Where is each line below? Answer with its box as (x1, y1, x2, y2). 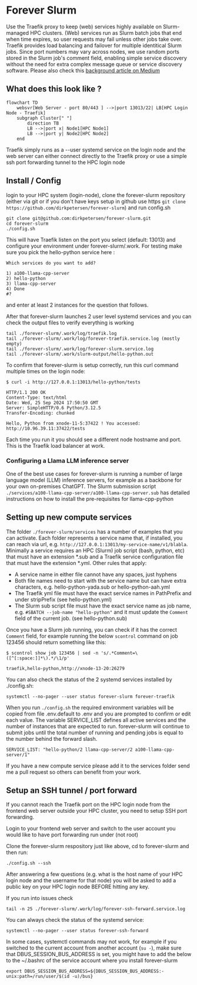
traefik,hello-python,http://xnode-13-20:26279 (6, 665, 125, 671)
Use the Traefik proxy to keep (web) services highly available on (6, 23, 162, 30)
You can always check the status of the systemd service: (6, 917, 144, 924)
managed (6, 29, 29, 36)
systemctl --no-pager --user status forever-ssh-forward (6, 928, 149, 934)
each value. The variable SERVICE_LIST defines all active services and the (6, 716, 186, 723)
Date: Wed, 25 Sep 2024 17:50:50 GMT (6, 399, 99, 406)
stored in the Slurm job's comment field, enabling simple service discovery (6, 54, 187, 61)
